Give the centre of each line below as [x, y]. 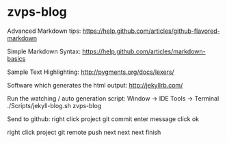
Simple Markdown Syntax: [44, 51]
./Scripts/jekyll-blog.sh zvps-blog [54, 105]
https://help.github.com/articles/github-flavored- [151, 31]
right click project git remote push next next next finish [84, 132]
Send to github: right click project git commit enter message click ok [103, 119]
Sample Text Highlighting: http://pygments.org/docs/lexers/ [91, 72]
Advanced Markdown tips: [44, 31]
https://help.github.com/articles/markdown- [144, 51]
